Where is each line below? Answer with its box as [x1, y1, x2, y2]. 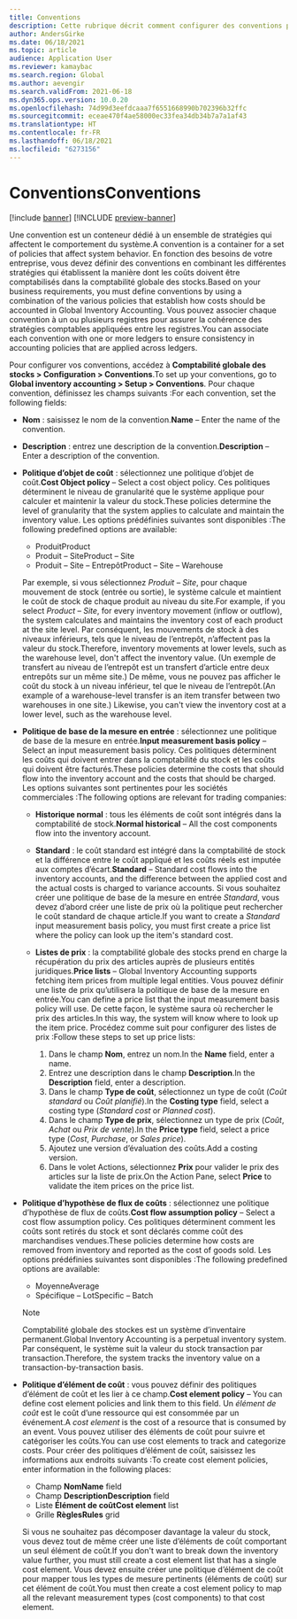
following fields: [9, 397, 67, 407]
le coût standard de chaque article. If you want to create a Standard [34, 910, 280, 921]
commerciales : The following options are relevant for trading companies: [21, 792, 287, 802]
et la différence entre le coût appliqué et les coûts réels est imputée [34, 854, 281, 864]
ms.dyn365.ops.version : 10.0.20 [9, 95, 128, 105]
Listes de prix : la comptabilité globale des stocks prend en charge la [34, 947, 287, 957]
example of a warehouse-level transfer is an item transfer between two [21, 690, 281, 701]
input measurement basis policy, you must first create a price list [34, 920, 271, 931]
